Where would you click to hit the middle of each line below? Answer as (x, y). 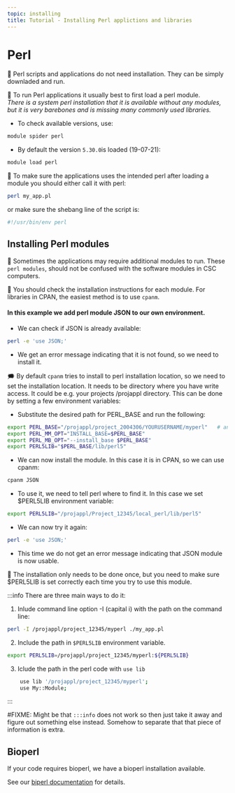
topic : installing (34, 14)
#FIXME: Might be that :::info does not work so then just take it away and (115, 715)
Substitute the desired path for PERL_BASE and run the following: (111, 414)
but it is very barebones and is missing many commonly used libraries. (109, 110)
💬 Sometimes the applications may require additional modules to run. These (116, 261)
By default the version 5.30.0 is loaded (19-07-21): (89, 150)
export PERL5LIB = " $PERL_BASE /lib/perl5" (67, 447)
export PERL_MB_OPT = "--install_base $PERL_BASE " (79, 440)
